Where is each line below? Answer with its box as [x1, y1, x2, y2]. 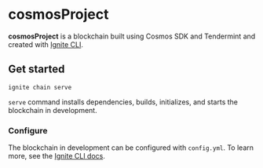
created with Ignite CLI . [8, 39, 84, 49]
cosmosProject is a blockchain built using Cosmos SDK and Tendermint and [8, 31, 256, 41]
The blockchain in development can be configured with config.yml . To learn [8, 143, 254, 152]
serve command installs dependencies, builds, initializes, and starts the [8, 97, 238, 107]
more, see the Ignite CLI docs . [8, 152, 106, 161]
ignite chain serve [8, 83, 72, 91]
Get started [8, 63, 65, 76]
